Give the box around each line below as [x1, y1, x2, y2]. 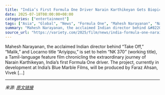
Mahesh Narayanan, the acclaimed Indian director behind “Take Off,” [5, 44, 144, 49]
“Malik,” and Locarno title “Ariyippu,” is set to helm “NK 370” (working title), [5, 49, 157, 55]
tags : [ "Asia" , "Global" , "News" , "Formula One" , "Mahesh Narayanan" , [5, 21, 153, 26]
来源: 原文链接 [5, 85, 33, 90]
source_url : [5, 30, 29, 35]
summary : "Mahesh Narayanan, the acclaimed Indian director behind [5, 26, 146, 31]
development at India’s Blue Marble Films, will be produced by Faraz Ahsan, [5, 64, 158, 70]
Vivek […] [5, 70, 25, 75]
